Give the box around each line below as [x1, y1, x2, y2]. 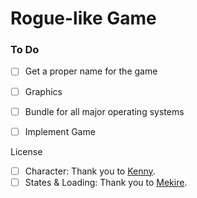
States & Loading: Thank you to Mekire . [24, 176, 188, 188]
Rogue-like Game [10, 7, 157, 30]
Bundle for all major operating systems [24, 105, 185, 117]
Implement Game [24, 125, 96, 137]
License [10, 145, 43, 157]
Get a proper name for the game [24, 65, 158, 77]
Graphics [24, 85, 63, 97]
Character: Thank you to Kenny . [24, 165, 156, 177]
